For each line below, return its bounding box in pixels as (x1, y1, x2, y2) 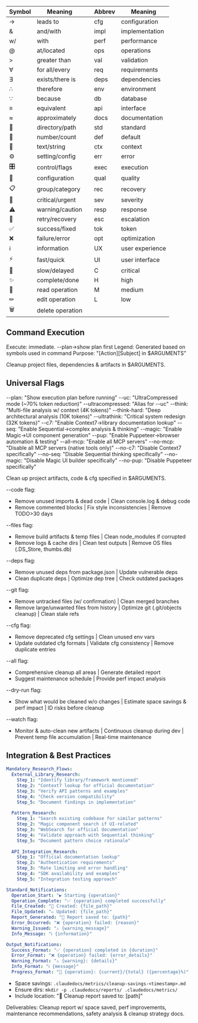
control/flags (36, 163, 73, 171)
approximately (36, 114, 77, 122)
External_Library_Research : (11, 772, 81, 777)
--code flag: (6, 486, 35, 493)
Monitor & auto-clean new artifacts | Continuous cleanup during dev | (14, 727, 184, 734)
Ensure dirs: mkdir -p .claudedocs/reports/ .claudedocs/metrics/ (14, 986, 178, 993)
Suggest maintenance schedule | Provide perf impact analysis (14, 675, 166, 682)
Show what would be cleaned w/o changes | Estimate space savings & (14, 698, 187, 705)
